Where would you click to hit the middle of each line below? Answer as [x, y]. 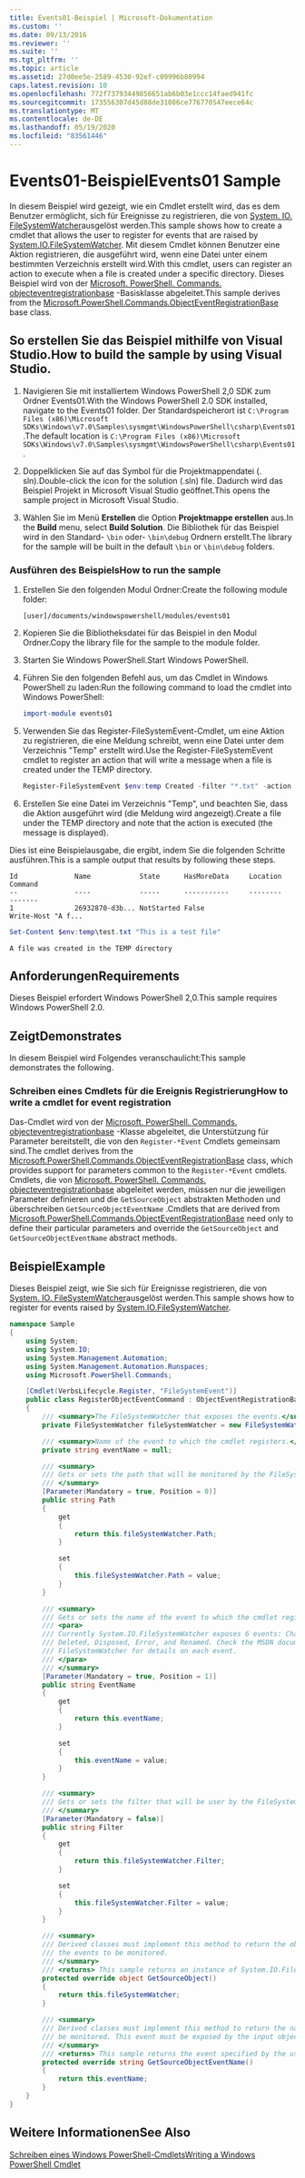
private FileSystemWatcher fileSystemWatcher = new [142, 1425]
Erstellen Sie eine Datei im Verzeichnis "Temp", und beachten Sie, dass [155, 803]
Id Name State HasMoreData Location [146, 876]
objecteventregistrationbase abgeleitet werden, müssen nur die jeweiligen [148, 1189]
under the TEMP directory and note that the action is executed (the [148, 823]
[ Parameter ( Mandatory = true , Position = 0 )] [130, 1492]
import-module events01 [68, 714]
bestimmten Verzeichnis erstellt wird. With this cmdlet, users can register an [151, 263]
